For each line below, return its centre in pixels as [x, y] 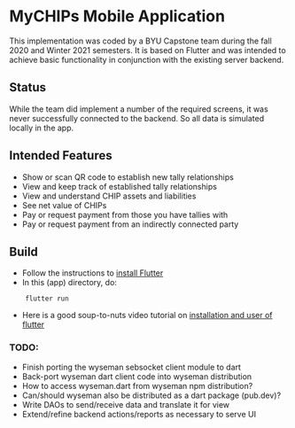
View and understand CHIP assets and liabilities [109, 196]
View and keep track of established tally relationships [119, 186]
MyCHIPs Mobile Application [117, 16]
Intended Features [61, 156]
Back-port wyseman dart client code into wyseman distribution [137, 376]
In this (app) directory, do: [70, 283]
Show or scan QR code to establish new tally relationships [128, 177]
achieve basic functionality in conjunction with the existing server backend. [147, 59]
